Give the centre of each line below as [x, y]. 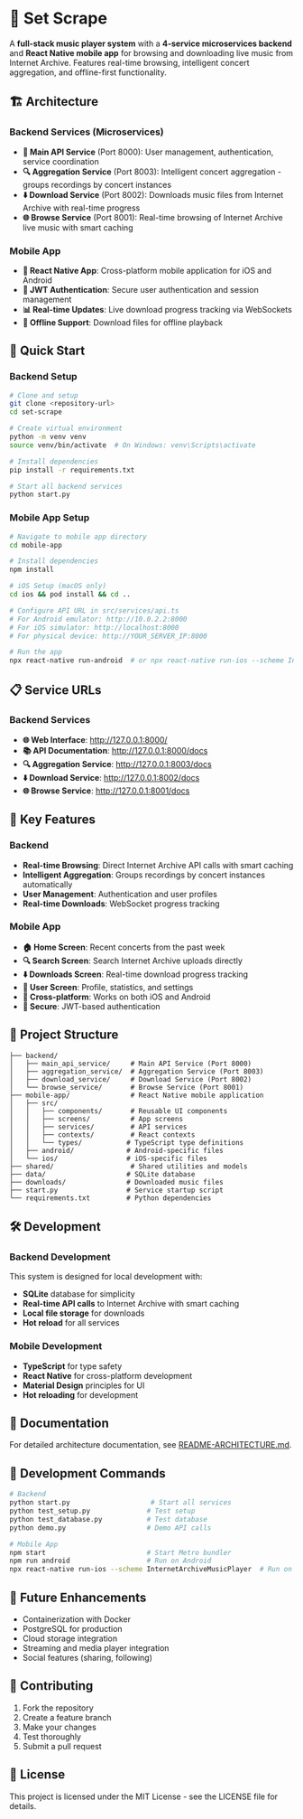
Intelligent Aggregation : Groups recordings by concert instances [144, 875]
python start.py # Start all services [120, 1503]
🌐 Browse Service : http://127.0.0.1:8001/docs [106, 791]
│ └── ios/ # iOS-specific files [108, 1158]
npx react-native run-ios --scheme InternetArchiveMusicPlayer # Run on [151, 1570]
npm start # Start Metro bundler [120, 1552]
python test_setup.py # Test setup [102, 1511]
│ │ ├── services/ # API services [98, 1127]
